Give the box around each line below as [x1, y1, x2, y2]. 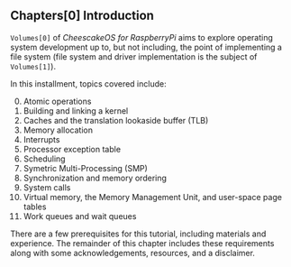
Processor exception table [23, 143, 121, 154]
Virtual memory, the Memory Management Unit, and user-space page [23, 191, 283, 202]
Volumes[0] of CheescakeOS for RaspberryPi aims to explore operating [10, 32, 274, 42]
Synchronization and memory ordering [23, 172, 168, 183]
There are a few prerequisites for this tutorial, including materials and [10, 228, 267, 239]
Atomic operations [23, 96, 92, 106]
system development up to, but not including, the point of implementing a [10, 41, 283, 52]
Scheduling [23, 153, 66, 164]
